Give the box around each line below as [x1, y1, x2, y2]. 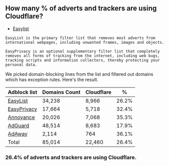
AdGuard [8, 122, 29, 129]
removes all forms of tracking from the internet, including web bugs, [5, 53, 160, 58]
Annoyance [8, 114, 36, 121]
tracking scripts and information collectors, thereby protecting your [5, 58, 160, 63]
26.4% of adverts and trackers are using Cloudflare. [5, 154, 137, 161]
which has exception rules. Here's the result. [5, 76, 98, 82]
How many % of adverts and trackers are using [5, 4, 157, 13]
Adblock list [8, 89, 38, 96]
